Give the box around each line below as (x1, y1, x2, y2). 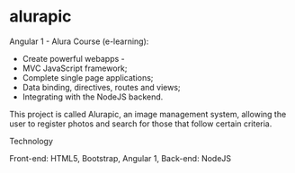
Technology (9, 135, 54, 146)
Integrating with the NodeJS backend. (22, 91, 164, 102)
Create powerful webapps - (22, 53, 125, 64)
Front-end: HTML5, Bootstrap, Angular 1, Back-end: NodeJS (9, 152, 232, 163)
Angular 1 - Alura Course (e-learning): (9, 36, 149, 47)
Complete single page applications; (22, 72, 154, 82)
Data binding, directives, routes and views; (22, 82, 182, 92)
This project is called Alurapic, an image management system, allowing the (9, 108, 287, 119)
